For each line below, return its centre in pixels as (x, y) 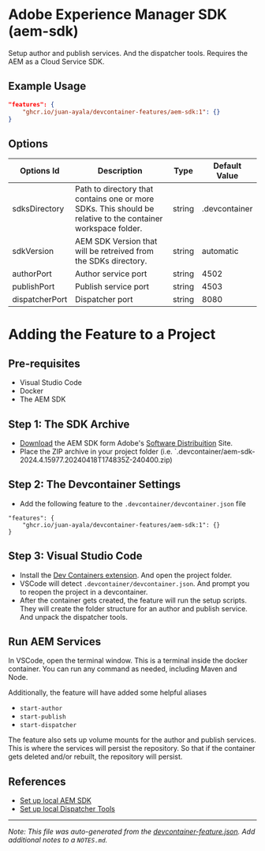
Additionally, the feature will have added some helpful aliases (108, 692)
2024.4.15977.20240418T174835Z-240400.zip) (96, 460)
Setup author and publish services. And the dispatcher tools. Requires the (128, 53)
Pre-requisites (44, 363)
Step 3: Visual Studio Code (76, 556)
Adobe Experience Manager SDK (118, 15)
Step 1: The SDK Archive (69, 424)
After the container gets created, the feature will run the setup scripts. (133, 600)
